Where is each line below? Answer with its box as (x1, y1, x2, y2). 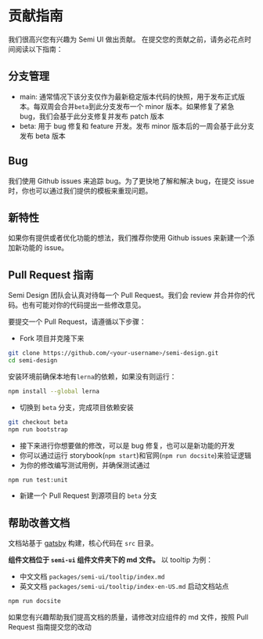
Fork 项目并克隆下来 (19, 334, 85, 343)
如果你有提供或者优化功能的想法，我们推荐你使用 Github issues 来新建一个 (8, 233, 248, 243)
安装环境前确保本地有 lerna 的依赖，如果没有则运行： (8, 372, 177, 381)
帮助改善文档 (8, 516, 70, 529)
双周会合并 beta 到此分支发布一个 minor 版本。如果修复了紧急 (40, 101, 235, 111)
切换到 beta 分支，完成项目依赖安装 (19, 402, 135, 412)
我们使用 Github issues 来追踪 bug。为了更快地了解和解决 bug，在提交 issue (8, 176, 254, 185)
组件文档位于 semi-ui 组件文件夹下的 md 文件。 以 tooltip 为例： (8, 555, 214, 565)
